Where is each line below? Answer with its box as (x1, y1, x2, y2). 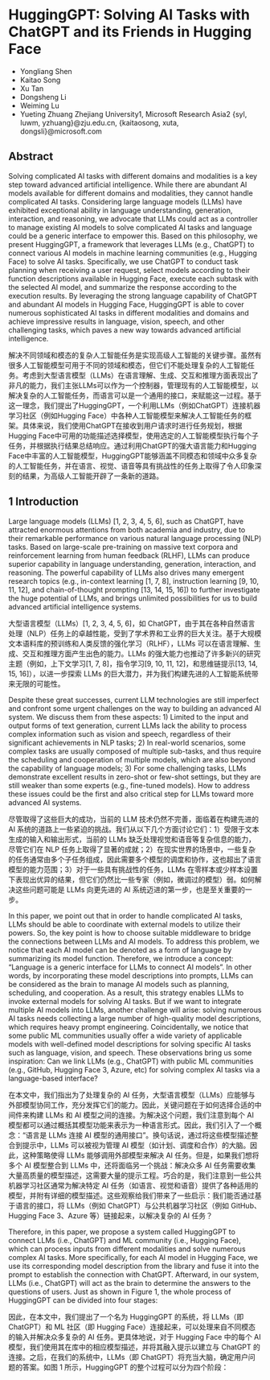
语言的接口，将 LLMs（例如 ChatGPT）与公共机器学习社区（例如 (14, 1200, 230, 1210)
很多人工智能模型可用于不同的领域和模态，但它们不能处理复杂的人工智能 (8, 360, 247, 370)
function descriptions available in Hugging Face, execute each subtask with (8, 274, 259, 283)
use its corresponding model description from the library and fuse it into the (8, 1261, 260, 1271)
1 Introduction (8, 495, 79, 509)
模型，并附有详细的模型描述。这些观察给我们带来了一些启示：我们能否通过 (8, 1190, 255, 1200)
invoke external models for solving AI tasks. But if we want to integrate (8, 996, 242, 1006)
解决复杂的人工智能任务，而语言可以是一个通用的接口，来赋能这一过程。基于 (8, 390, 262, 400)
